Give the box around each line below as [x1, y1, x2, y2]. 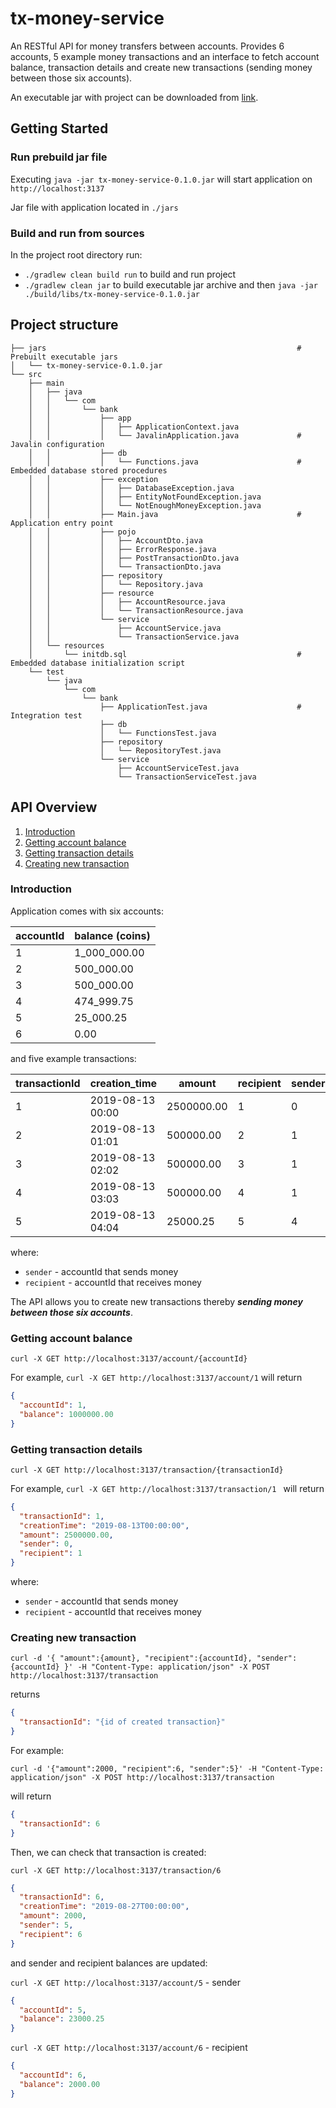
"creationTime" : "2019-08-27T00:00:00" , [19, 1902, 190, 1912]
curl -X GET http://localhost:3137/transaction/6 [10, 1865, 222, 1876]
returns [10, 1688, 41, 1701]
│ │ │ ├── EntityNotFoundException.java [28, 492, 262, 502]
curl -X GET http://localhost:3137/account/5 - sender [10, 1976, 241, 1988]
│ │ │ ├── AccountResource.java [28, 597, 226, 607]
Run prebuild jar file [10, 150, 108, 164]
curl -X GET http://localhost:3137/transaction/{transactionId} [10, 1465, 284, 1475]
